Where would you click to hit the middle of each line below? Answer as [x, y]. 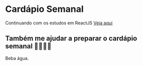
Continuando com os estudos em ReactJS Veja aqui [59, 23]
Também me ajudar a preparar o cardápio [71, 38]
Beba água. [17, 58]
